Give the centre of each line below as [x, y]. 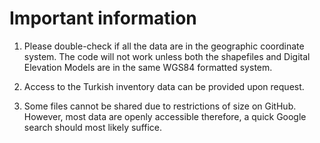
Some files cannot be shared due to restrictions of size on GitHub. [160, 106]
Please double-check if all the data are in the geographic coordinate [164, 46]
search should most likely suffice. [93, 127]
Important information [103, 18]
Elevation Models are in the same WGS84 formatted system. [148, 67]
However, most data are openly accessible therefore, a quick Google [165, 116]
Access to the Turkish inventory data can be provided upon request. [164, 86]
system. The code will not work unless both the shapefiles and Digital [167, 56]
